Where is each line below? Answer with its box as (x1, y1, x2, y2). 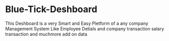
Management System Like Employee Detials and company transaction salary (5, 25, 164, 31)
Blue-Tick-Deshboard (5, 4, 97, 15)
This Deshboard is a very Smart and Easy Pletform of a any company (5, 20, 149, 26)
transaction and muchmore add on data (5, 31, 87, 37)
